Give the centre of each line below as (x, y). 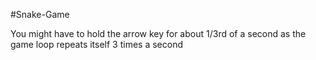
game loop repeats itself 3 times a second (96, 44)
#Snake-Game (40, 14)
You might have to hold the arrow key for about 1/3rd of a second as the (158, 33)
